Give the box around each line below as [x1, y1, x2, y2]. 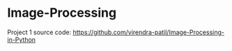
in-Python [7, 35, 36, 43]
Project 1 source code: [7, 28, 72, 36]
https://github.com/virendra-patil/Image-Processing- [72, 28, 225, 36]
